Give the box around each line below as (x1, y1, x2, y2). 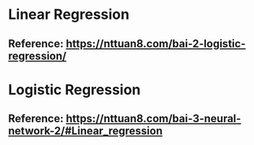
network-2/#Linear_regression (8, 125, 163, 138)
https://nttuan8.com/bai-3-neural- (65, 112, 241, 125)
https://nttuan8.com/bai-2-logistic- (65, 37, 246, 50)
